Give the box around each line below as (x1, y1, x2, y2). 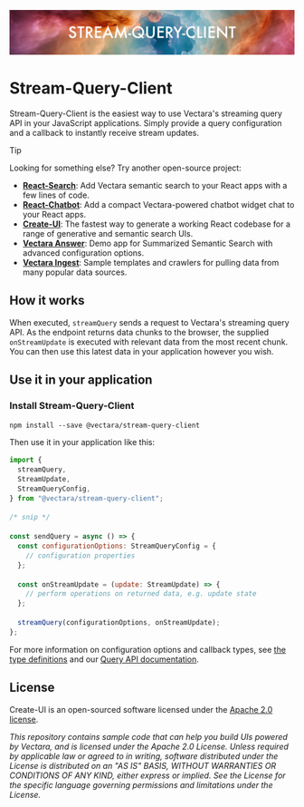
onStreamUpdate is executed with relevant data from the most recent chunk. (9, 336, 289, 347)
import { (9, 455, 43, 465)
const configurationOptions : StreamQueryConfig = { (17, 541, 217, 551)
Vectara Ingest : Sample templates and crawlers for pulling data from (22, 257, 280, 267)
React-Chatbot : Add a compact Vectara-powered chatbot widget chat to (22, 199, 295, 209)
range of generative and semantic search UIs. (22, 228, 194, 238)
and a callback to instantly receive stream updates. (9, 127, 199, 138)
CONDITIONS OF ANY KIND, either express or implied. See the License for (9, 770, 287, 781)
